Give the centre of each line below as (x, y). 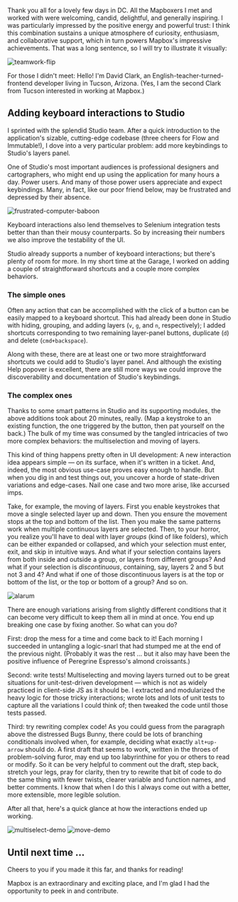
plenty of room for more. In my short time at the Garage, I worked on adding (118, 261)
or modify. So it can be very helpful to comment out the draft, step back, (113, 765)
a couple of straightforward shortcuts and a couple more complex (104, 268)
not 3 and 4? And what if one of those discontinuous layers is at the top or (116, 575)
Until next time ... (46, 853)
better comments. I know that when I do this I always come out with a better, (119, 787)
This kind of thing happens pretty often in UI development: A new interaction (119, 455)
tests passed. (27, 713)
